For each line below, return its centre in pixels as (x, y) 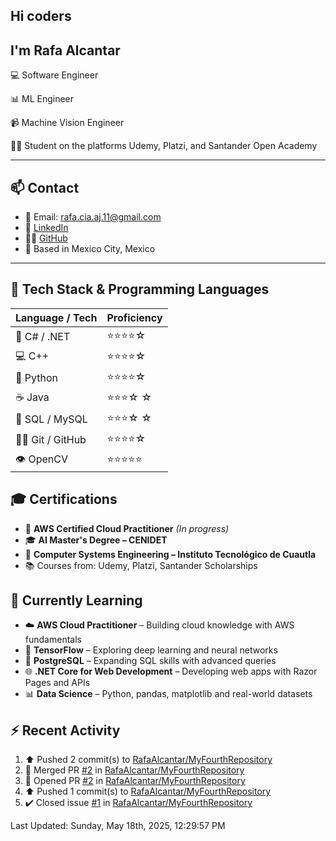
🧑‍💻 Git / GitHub (51, 440)
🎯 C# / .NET (43, 337)
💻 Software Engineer (54, 75)
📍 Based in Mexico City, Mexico (90, 249)
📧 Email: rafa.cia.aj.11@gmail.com (93, 217)
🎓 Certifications (64, 499)
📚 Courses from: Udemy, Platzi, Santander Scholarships (141, 565)
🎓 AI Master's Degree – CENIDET (96, 540)
